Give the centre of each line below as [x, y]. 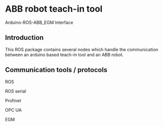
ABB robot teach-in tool [54, 9]
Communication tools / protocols [56, 70]
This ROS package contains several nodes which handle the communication [82, 49]
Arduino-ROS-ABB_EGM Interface [39, 22]
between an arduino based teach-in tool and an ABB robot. [64, 54]
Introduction [24, 38]
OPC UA [13, 110]
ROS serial [16, 91]
